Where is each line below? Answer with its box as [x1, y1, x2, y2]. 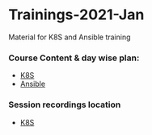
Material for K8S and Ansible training [8, 32, 131, 42]
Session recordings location [8, 99, 121, 110]
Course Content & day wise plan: [8, 52, 140, 63]
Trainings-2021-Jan [8, 6, 145, 24]
